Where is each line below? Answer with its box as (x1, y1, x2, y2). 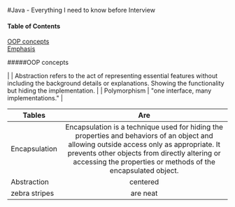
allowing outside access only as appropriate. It (68, 139, 220, 149)
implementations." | (7, 94, 64, 102)
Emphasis (7, 45, 36, 53)
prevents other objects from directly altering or (67, 148, 222, 158)
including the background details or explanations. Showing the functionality (7, 79, 225, 88)
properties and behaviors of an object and (75, 131, 213, 141)
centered (129, 177, 159, 187)
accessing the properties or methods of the (73, 157, 215, 167)
